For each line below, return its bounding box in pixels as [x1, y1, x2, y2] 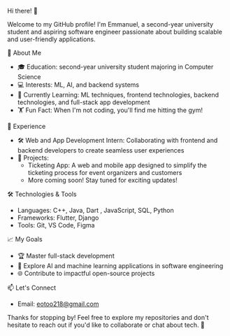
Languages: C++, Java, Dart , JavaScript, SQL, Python [17, 206, 174, 214]
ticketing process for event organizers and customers [27, 169, 182, 176]
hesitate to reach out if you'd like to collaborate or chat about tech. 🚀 [7, 321, 205, 329]
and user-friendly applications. [7, 35, 96, 43]
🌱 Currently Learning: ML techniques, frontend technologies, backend [17, 91, 219, 99]
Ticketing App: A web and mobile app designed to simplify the [27, 161, 208, 169]
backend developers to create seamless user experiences [17, 146, 185, 154]
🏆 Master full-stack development [17, 252, 115, 260]
